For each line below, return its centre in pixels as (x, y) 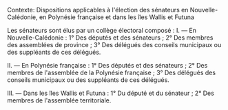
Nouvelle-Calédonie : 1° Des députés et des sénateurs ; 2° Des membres (110, 38)
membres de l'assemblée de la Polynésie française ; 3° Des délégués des (111, 72)
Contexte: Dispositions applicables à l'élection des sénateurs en (98, 10)
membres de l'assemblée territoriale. (59, 100)
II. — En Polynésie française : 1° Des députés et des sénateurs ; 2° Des (107, 65)
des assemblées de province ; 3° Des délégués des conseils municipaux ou (114, 45)
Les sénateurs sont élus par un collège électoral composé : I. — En (102, 30)
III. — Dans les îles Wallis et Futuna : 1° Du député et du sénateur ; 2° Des (111, 93)
